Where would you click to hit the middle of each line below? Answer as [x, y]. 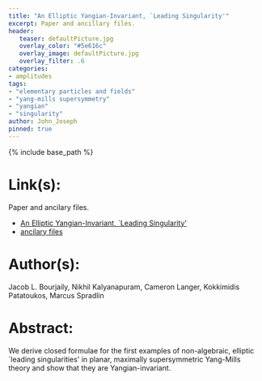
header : [21, 31]
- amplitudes [30, 76]
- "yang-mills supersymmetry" [59, 99]
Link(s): [35, 184]
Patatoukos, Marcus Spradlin [57, 295]
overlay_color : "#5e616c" [63, 46]
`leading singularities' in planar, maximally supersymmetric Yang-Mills [125, 359]
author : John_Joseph [43, 122]
